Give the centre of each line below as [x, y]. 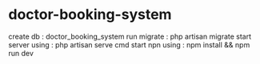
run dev [21, 53]
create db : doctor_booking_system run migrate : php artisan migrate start [130, 36]
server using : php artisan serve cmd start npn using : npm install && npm [129, 44]
